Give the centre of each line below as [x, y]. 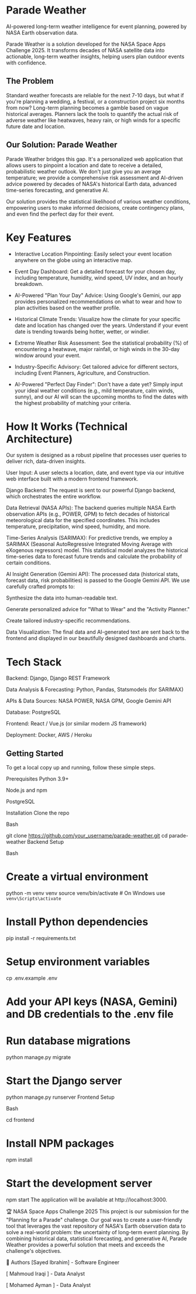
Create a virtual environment [77, 877]
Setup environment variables [78, 962]
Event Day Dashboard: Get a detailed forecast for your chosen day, [95, 271]
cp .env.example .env [32, 978]
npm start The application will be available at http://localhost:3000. [87, 1200]
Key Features [39, 237]
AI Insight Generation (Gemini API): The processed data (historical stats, [93, 574]
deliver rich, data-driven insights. [46, 461]
